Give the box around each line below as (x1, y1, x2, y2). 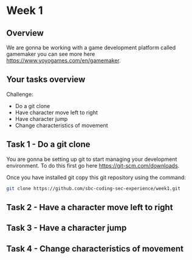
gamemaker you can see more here (6, 50, 95, 58)
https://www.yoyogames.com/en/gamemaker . (6, 57, 122, 64)
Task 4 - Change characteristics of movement (6, 244, 184, 254)
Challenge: (6, 91, 33, 98)
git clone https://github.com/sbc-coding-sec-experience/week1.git (6, 185, 181, 191)
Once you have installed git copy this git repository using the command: (6, 174, 187, 181)
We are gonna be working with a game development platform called (6, 44, 176, 51)
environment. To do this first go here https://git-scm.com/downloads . (6, 162, 180, 169)
